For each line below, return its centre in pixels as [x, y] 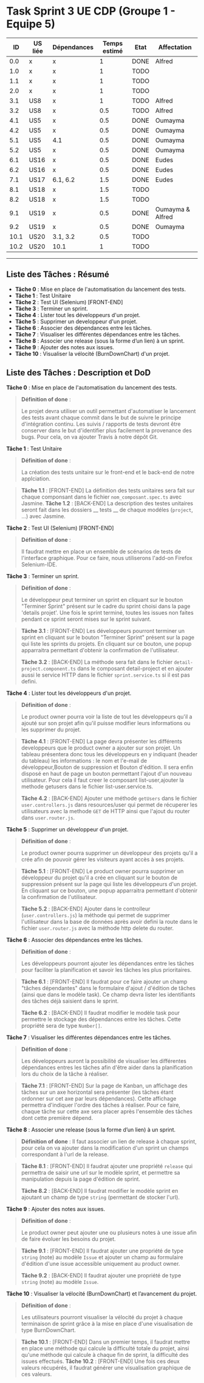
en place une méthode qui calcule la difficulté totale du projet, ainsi [105, 1348]
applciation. [36, 479]
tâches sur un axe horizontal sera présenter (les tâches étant [97, 1092]
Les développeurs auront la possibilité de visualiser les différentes [104, 1060]
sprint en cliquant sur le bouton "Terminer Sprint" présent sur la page [108, 637]
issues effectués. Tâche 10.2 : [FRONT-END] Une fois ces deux [100, 1361]
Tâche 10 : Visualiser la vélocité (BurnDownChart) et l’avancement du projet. [102, 1293]
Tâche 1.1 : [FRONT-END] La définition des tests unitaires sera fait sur [108, 490]
